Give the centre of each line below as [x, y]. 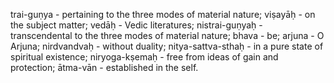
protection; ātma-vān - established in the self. [104, 67]
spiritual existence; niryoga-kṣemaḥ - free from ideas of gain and [144, 57]
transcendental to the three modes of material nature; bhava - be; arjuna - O [167, 35]
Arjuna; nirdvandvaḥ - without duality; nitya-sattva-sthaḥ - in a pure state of [167, 46]
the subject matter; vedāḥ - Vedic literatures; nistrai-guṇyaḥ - [136, 25]
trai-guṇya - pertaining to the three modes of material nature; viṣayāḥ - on [163, 14]
